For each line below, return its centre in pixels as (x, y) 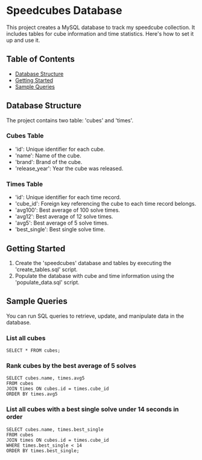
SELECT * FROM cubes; (33, 351)
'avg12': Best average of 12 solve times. (64, 217)
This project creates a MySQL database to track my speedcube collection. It (101, 27)
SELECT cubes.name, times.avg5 (46, 378)
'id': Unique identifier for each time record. (68, 197)
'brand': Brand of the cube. (49, 162)
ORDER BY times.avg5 (32, 394)
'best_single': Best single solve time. (60, 229)
